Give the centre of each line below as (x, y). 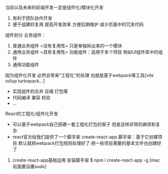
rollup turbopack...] (25, 81)
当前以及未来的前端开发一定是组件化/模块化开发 (54, 7)
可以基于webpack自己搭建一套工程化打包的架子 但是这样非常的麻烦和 (84, 124)
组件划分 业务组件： (26, 35)
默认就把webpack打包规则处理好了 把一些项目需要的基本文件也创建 (88, 143)
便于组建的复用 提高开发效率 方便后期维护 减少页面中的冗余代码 (78, 24)
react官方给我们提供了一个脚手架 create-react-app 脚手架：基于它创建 (85, 137)
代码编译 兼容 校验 (31, 98)
